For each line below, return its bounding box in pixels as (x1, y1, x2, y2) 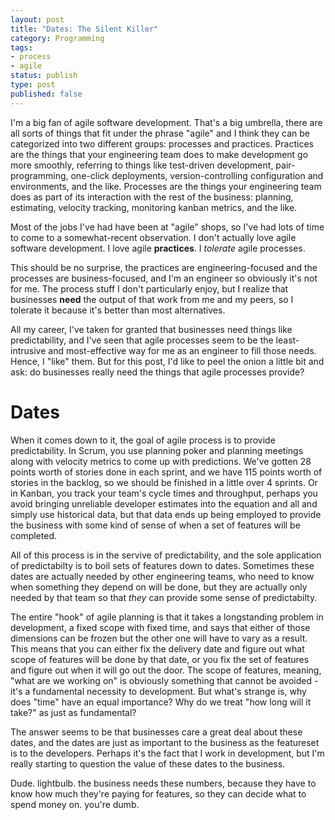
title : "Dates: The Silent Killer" (10, 24, 159, 34)
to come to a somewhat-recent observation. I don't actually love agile (10, 231, 297, 243)
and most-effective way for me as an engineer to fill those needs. (48, 344, 317, 356)
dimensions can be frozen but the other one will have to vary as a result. (10, 632, 308, 644)
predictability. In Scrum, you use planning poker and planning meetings (10, 444, 304, 456)
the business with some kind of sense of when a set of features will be (10, 519, 301, 531)
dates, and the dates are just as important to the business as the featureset (10, 736, 320, 748)
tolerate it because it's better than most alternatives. (10, 304, 226, 316)
